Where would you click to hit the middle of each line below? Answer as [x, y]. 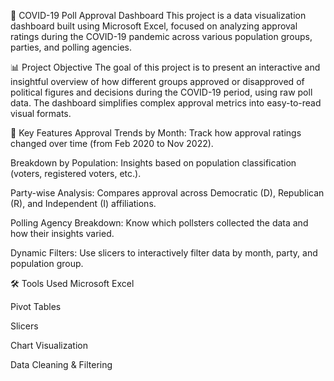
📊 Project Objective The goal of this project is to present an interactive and [165, 67]
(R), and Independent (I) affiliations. [83, 203]
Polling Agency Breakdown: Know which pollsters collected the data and [159, 223]
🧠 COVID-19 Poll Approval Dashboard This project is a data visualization [158, 15]
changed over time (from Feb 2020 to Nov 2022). [112, 143]
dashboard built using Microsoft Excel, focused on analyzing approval [154, 26]
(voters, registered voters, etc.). [76, 173]
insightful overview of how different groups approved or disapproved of [157, 81]
